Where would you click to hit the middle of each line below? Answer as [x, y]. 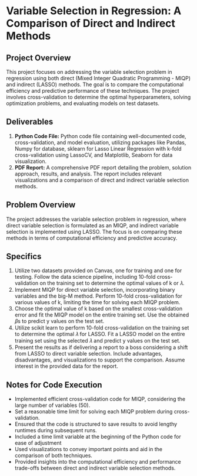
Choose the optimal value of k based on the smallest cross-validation [98, 309]
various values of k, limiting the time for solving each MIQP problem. [97, 302]
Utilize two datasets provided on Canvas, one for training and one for [98, 270]
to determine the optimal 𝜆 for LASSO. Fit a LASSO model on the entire [100, 334]
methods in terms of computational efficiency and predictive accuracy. [92, 238]
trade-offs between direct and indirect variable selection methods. [95, 468]
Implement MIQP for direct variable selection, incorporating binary [95, 290]
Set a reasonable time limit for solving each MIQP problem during [94, 412]
